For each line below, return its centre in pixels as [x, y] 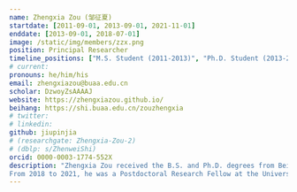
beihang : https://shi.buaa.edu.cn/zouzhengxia [96, 108]
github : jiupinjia [43, 133]
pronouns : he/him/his [49, 75]
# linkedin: [31, 125]
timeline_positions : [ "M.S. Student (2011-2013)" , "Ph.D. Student [134, 58]
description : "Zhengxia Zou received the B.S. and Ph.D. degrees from [142, 165]
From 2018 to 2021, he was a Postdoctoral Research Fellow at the [134, 173]
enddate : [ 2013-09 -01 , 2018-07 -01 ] [75, 34]
